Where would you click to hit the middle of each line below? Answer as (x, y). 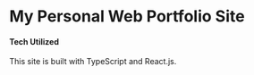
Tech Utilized (34, 41)
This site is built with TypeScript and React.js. (93, 62)
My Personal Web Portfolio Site (127, 17)
